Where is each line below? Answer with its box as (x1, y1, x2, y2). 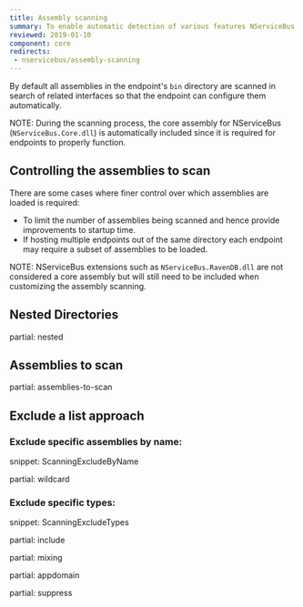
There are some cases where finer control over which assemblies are (9, 187, 269, 198)
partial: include (9, 534, 66, 546)
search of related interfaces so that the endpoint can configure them (9, 90, 267, 101)
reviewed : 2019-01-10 (9, 30, 92, 39)
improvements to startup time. (22, 224, 136, 235)
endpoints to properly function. (9, 137, 126, 147)
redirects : (9, 47, 51, 56)
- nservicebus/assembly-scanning (13, 56, 141, 65)
